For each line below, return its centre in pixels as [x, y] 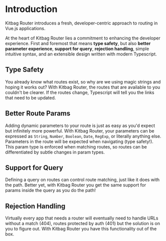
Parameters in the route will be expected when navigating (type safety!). [79, 141]
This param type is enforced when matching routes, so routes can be [76, 146]
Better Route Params [38, 113]
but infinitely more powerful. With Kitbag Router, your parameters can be [80, 130]
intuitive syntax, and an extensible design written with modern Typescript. [81, 54]
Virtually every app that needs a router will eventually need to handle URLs [82, 218]
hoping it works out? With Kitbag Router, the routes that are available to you [83, 87]
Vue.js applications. [25, 28]
